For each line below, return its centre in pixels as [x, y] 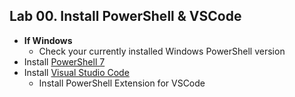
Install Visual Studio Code [76, 72]
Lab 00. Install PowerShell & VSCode [125, 16]
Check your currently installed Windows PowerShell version [162, 51]
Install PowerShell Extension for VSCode [122, 83]
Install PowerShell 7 [64, 61]
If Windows [48, 40]
